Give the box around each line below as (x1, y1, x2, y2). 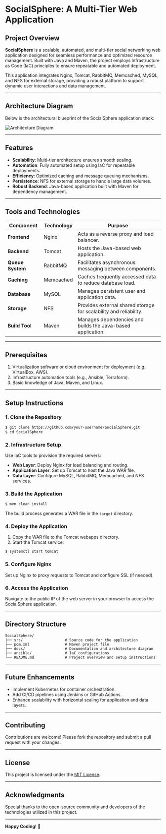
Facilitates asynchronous (77, 259, 136, 266)
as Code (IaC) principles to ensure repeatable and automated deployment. (5, 63, 157, 68)
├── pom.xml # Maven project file (5, 642, 110, 647)
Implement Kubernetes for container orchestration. (12, 686, 116, 692)
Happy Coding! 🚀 (5, 823, 41, 829)
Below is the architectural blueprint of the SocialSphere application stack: (5, 115, 155, 121)
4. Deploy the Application (5, 523, 68, 530)
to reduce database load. (77, 279, 136, 286)
